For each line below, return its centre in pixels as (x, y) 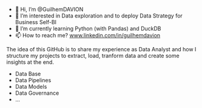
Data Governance (37, 93)
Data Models (31, 87)
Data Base (28, 74)
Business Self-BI (35, 22)
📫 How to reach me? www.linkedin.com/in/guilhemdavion (88, 35)
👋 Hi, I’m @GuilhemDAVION (49, 9)
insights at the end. (30, 62)
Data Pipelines (33, 80)
